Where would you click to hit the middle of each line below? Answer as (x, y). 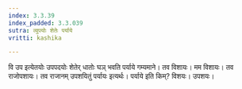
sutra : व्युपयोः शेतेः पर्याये (40, 30)
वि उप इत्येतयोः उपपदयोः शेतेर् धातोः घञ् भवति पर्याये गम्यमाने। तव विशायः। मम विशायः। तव (121, 68)
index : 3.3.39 (32, 15)
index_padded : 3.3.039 (46, 23)
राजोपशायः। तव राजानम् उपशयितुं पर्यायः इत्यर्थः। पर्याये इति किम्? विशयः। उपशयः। (111, 76)
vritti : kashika (35, 38)
